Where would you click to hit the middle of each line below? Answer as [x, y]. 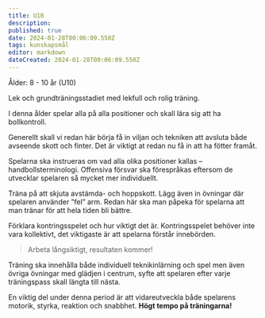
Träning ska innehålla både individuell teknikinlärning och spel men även [127, 265]
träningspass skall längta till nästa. [64, 281]
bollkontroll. [27, 122]
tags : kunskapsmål [38, 45]
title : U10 [26, 16]
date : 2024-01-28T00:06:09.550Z [61, 38]
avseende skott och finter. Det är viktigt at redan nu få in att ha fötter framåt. [133, 145]
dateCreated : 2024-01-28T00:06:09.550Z [74, 60]
